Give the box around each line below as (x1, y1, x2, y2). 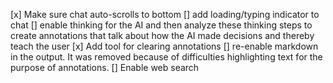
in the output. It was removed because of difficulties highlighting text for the (10, 51, 323, 63)
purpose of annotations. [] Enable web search (10, 62, 200, 73)
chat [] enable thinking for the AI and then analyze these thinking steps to (10, 19, 313, 31)
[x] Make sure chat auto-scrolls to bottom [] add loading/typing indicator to (10, 9, 320, 20)
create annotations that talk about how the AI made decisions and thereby (10, 30, 315, 41)
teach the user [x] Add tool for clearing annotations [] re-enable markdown (10, 40, 319, 52)
